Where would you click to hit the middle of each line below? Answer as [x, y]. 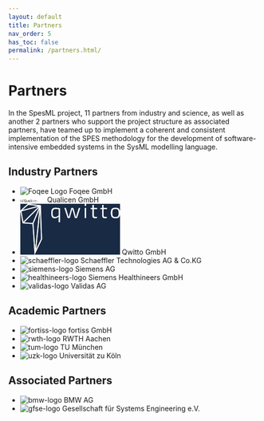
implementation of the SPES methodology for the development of [115, 139]
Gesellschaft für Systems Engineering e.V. [131, 408]
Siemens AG [95, 269]
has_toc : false [33, 42]
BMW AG [79, 399]
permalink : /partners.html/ [55, 51]
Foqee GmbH [91, 191]
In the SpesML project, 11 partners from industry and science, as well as [126, 113]
